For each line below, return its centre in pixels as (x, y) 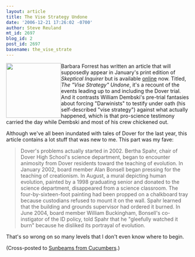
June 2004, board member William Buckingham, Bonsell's (90, 213)
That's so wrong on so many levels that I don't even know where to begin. (95, 237)
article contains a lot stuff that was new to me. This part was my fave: (90, 139)
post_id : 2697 (23, 44)
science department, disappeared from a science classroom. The (99, 188)
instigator (32, 219)
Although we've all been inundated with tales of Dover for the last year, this (97, 133)
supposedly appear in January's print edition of (118, 72)
